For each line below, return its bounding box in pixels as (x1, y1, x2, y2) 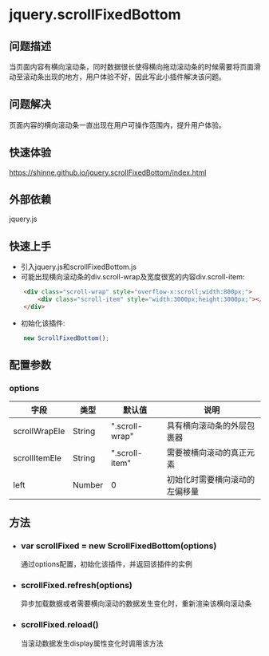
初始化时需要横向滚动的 (167, 474, 255, 485)
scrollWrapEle (13, 425, 65, 437)
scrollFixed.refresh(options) (20, 580, 133, 591)
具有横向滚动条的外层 (167, 421, 247, 432)
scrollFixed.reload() (20, 619, 99, 630)
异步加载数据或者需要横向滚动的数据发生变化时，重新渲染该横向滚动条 (20, 599, 252, 608)
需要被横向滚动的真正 (167, 447, 247, 458)
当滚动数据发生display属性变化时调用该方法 (20, 638, 164, 648)
